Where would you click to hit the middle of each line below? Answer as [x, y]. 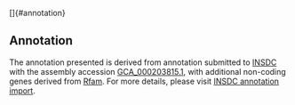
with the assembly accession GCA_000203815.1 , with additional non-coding [147, 71]
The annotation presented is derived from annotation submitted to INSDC [143, 62]
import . [22, 90]
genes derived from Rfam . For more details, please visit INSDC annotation [144, 81]
